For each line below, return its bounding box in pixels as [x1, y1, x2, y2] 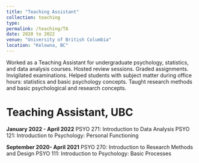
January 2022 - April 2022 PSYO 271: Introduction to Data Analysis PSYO [6, 125, 190, 132]
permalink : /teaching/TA [6, 25, 69, 32]
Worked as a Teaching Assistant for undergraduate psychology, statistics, [6, 58, 189, 66]
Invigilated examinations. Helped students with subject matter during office [6, 72, 192, 79]
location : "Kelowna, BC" [6, 43, 69, 49]
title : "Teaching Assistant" [6, 8, 79, 15]
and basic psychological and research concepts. [6, 84, 127, 91]
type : [6, 20, 20, 26]
